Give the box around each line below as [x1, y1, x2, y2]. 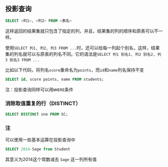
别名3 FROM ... [9, 57, 40, 62]
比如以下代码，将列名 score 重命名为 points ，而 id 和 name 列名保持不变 [5, 67, 144, 73]
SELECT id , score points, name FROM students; [5, 77, 104, 82]
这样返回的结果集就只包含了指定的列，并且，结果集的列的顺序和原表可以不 [5, 28, 158, 34]
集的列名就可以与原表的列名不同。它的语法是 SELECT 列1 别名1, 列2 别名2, [5, 51, 155, 57]
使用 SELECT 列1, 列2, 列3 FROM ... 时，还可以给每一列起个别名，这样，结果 [5, 44, 160, 51]
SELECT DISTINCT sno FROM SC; [5, 112, 68, 117]
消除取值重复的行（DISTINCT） [5, 100, 81, 107]
